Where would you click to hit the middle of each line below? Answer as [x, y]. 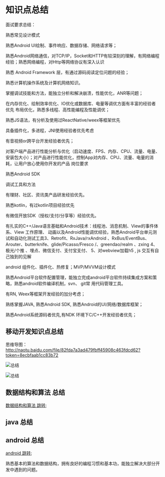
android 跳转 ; [19, 453]
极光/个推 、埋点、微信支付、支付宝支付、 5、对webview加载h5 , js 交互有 [80, 250]
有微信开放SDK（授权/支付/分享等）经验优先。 [52, 215]
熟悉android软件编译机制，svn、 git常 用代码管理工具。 [70, 283]
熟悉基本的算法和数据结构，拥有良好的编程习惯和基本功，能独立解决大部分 [81, 463]
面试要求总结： [21, 24]
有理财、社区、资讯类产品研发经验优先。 [46, 194]
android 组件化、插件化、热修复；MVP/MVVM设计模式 [61, 267]
